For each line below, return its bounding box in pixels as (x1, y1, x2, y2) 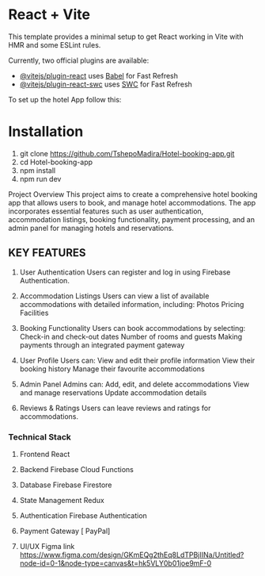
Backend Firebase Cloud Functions (19, 464, 134, 474)
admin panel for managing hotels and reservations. (8, 223, 174, 232)
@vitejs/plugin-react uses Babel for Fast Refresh (19, 71, 179, 80)
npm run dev (19, 174, 62, 183)
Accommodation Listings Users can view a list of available (19, 291, 210, 301)
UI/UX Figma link (19, 541, 75, 551)
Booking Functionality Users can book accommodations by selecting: (19, 323, 246, 332)
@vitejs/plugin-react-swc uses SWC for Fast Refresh (19, 79, 192, 89)
